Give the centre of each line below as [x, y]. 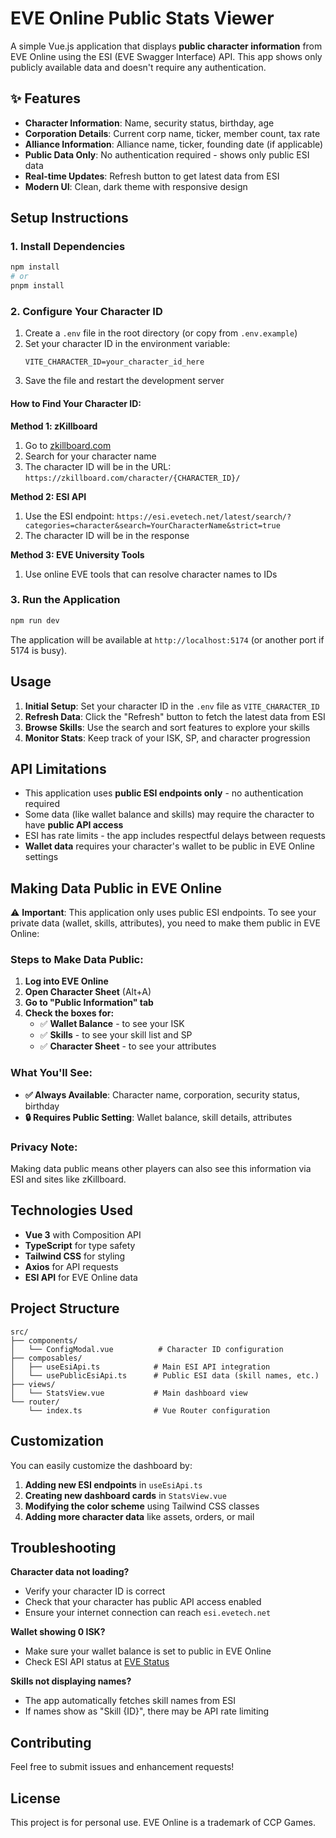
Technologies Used [71, 1210]
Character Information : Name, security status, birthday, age [149, 123]
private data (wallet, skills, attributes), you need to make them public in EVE [165, 923]
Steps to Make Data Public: [77, 960]
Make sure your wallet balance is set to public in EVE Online [148, 1651]
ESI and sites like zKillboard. [68, 1179]
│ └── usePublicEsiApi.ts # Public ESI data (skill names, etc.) [165, 1375]
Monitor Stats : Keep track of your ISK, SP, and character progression [167, 738]
